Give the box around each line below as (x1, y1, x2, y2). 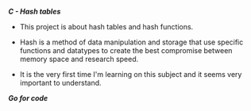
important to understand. (19, 78, 102, 87)
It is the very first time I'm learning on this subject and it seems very (19, 70, 242, 78)
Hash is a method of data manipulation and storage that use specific (19, 37, 244, 47)
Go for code (8, 94, 48, 102)
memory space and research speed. (19, 55, 139, 63)
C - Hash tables (8, 7, 61, 16)
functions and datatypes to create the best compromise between (19, 46, 233, 55)
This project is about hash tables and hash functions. (19, 22, 194, 31)
